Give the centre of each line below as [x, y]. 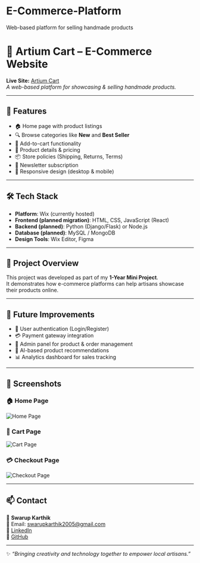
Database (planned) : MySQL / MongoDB [65, 233]
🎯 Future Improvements [51, 315]
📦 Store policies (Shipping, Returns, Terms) [69, 157]
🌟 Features [26, 111]
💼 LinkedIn [19, 530]
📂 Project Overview [43, 263]
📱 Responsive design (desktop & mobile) [64, 171]
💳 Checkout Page [33, 461]
